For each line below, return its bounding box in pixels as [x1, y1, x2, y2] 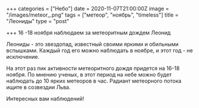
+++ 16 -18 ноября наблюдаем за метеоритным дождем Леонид [6, 29, 171, 36]
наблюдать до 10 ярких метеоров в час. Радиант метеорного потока [6, 77, 182, 84]
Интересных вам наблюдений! [6, 95, 85, 102]
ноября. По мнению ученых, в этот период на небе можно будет [6, 71, 172, 78]
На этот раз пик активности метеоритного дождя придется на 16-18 [6, 65, 180, 72]
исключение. [6, 53, 40, 60]
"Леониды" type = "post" [6, 18, 69, 24]
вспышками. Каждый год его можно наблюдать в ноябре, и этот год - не [6, 47, 193, 54]
